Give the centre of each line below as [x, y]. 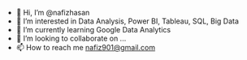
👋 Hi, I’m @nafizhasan [53, 13]
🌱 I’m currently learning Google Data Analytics [93, 30]
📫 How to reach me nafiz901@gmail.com [86, 47]
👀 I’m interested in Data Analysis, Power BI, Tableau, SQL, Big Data [128, 21]
